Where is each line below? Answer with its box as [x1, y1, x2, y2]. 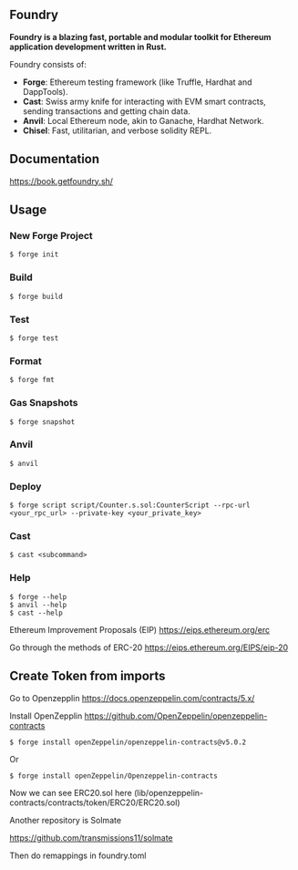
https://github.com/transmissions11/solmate [9, 832, 173, 843]
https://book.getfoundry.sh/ [9, 175, 114, 186]
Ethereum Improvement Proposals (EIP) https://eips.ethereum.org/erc [9, 624, 271, 635]
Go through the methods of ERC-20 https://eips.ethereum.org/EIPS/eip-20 [9, 642, 289, 653]
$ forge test [9, 333, 59, 343]
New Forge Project [9, 229, 93, 242]
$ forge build [9, 292, 64, 301]
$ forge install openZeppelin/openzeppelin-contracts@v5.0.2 [9, 738, 247, 747]
